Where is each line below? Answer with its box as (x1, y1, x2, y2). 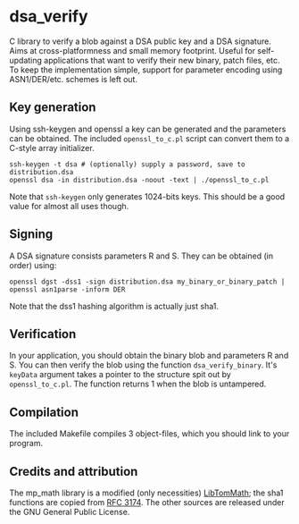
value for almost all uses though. (9, 200, 129, 211)
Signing (9, 226, 54, 242)
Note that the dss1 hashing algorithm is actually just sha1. (9, 300, 219, 311)
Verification (9, 326, 77, 342)
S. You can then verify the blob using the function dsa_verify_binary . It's (9, 359, 278, 370)
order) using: (9, 259, 57, 270)
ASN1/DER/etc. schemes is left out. (9, 73, 138, 84)
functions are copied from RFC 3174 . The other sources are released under (9, 497, 285, 507)
